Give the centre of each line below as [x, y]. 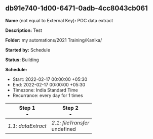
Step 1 [27, 108]
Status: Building [22, 60]
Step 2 [70, 108]
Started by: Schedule [28, 50]
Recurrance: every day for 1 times [48, 95]
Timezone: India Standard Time [45, 90]
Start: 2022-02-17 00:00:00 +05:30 [50, 79]
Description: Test [24, 30]
